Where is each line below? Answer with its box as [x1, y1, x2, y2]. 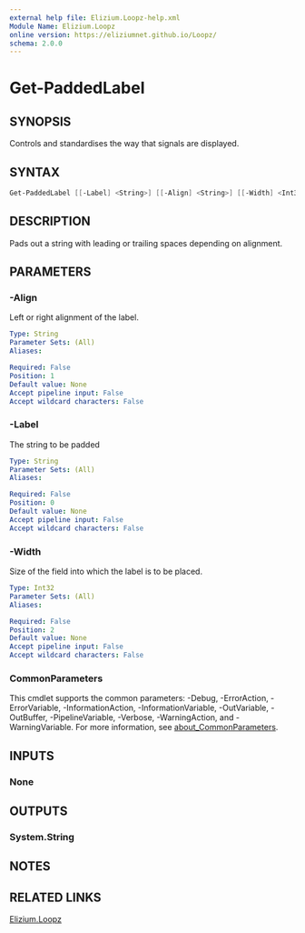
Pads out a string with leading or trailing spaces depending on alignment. [9, 237, 283, 248]
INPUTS [9, 747, 54, 764]
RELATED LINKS [9, 889, 102, 905]
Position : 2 [9, 625, 54, 635]
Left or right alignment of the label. [9, 312, 139, 323]
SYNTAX [9, 165, 61, 180]
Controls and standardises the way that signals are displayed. [9, 138, 240, 149]
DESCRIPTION [9, 214, 91, 229]
